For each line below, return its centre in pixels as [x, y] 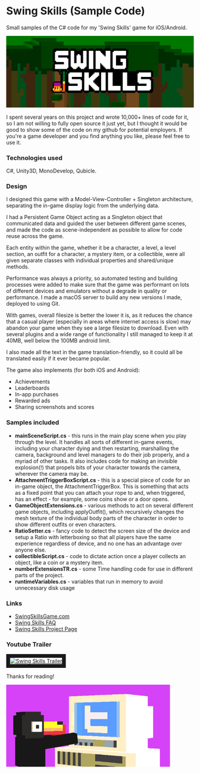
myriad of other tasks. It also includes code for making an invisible [96, 461]
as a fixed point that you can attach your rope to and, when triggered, [100, 492]
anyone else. [30, 550]
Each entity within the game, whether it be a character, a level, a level [91, 248]
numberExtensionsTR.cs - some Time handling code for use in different [104, 569]
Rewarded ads [32, 401]
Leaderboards [32, 388]
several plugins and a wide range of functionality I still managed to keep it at [100, 334]
